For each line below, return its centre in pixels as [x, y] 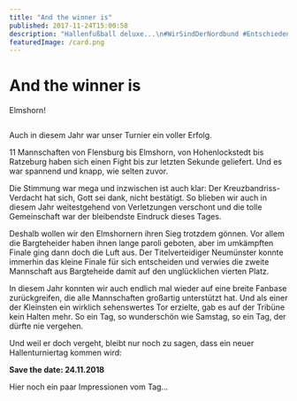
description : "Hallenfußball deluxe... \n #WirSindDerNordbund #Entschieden [150, 34]
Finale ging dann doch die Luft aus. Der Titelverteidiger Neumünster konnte [147, 252]
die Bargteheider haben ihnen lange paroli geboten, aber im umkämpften [141, 243]
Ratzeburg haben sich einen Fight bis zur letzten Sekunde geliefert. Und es [146, 162]
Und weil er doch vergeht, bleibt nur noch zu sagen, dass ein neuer [132, 343]
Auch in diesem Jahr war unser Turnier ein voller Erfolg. [110, 135]
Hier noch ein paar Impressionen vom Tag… [89, 387]
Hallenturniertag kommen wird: [65, 353]
